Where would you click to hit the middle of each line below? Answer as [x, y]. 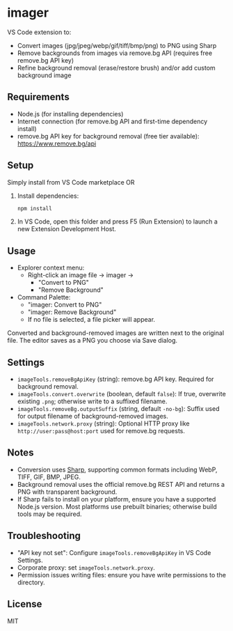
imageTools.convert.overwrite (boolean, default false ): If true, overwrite [121, 394]
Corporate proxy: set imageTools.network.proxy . [86, 567]
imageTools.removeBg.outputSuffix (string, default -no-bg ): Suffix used [118, 409]
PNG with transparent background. [67, 492]
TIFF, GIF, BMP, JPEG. [49, 477]
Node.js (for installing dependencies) [70, 114]
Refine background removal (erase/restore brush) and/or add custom [116, 68]
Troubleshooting [44, 536]
